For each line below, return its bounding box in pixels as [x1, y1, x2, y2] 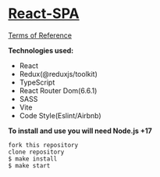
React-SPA [8, 5, 80, 23]
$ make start [8, 161, 51, 169]
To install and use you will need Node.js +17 [8, 126, 152, 135]
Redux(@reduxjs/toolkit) [19, 69, 98, 78]
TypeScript [19, 78, 55, 87]
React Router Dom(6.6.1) [19, 85, 98, 95]
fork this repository [8, 141, 79, 149]
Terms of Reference [8, 31, 73, 40]
